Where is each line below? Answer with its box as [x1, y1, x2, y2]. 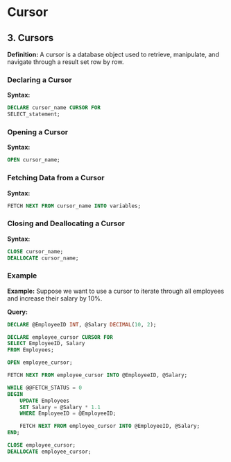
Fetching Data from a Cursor [7, 173, 105, 183]
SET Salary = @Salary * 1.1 [19, 404, 101, 411]
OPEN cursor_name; [7, 157, 60, 164]
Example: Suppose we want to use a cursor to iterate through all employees [7, 287, 224, 295]
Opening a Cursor [7, 127, 68, 136]
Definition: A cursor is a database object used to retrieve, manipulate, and [7, 50, 220, 58]
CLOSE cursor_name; [7, 248, 64, 255]
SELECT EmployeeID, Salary [7, 340, 85, 347]
